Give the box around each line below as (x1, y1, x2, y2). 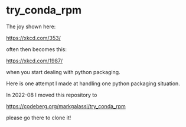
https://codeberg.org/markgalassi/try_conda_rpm (6, 102, 126, 109)
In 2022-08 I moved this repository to (6, 91, 97, 98)
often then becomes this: (6, 45, 67, 53)
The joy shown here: (6, 23, 56, 30)
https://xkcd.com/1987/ (6, 57, 63, 64)
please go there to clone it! (6, 114, 71, 121)
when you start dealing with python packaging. (6, 68, 120, 75)
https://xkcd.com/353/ (6, 34, 61, 41)
